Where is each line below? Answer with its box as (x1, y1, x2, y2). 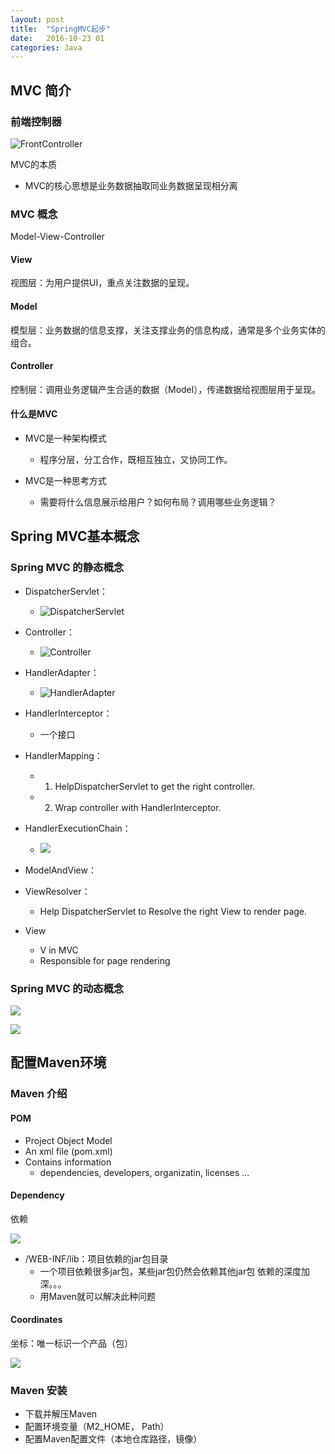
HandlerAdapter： (24, 666, 100, 678)
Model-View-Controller (10, 231, 105, 243)
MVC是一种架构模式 (24, 432, 107, 445)
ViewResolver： (24, 885, 91, 897)
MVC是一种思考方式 (24, 475, 107, 487)
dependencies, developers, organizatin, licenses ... (39, 1166, 250, 1178)
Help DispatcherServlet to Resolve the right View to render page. (39, 905, 308, 917)
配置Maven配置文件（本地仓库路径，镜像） (24, 1433, 203, 1445)
